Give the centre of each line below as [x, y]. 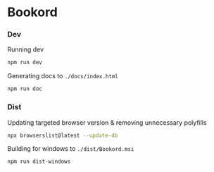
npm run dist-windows [39, 162]
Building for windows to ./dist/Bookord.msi [71, 149]
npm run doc [25, 89]
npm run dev [25, 63]
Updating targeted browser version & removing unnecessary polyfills [107, 122]
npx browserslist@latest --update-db [63, 135]
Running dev [26, 49]
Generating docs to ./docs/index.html [63, 76]
